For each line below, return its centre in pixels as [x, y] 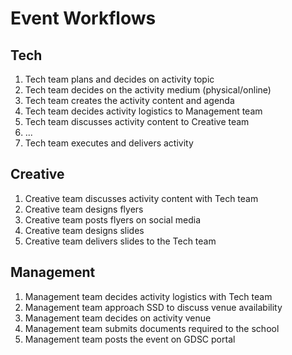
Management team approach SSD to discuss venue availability [153, 307]
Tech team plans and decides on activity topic [119, 79]
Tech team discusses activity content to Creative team [137, 121]
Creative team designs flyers [84, 209]
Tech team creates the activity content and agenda [129, 100]
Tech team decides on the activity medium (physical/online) [148, 90]
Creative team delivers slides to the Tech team [120, 241]
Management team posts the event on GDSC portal [130, 339]
